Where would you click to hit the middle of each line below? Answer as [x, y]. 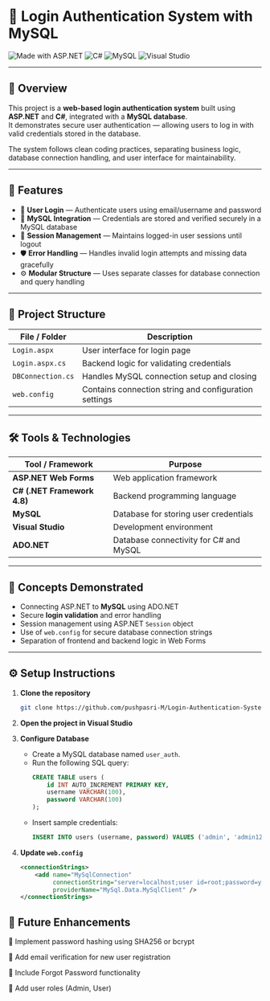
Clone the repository [55, 693]
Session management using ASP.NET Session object [107, 623]
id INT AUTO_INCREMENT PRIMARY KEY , [108, 785]
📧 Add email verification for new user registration [90, 957]
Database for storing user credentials [183, 514]
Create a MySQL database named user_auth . [106, 754]
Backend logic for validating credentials [156, 363]
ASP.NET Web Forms [53, 478]
